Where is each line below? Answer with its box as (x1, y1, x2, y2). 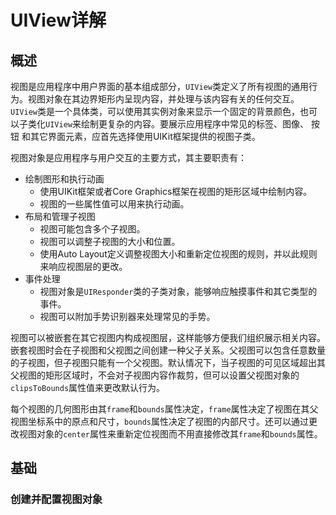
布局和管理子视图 (24, 211, 96, 222)
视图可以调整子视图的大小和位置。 (39, 236, 181, 247)
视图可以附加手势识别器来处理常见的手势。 (39, 311, 216, 322)
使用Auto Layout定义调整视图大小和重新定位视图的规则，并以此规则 (39, 248, 318, 260)
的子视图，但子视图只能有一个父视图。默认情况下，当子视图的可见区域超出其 (10, 357, 326, 368)
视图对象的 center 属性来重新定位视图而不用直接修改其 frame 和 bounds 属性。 (18, 428, 323, 440)
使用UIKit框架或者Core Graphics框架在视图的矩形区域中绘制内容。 (39, 186, 313, 197)
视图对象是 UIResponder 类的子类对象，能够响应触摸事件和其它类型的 (39, 286, 318, 297)
